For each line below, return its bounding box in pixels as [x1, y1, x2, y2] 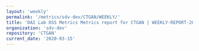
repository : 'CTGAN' [6, 30, 57, 36]
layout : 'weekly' [6, 8, 49, 15]
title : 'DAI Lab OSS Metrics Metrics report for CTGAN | [6, 19, 150, 25]
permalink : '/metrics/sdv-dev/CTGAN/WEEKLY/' [6, 14, 120, 20]
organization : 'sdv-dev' [6, 25, 68, 31]
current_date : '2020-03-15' [6, 36, 76, 42]
